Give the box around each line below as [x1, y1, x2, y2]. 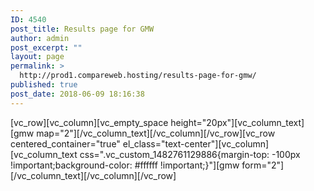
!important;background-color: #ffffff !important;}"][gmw [10, 159, 240, 171]
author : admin [10, 33, 70, 43]
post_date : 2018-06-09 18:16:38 [10, 89, 145, 99]
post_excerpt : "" [10, 42, 83, 53]
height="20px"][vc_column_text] [170, 116, 305, 128]
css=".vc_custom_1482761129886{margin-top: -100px [79, 148, 301, 160]
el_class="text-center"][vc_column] [122, 137, 270, 150]
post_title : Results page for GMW [10, 24, 155, 34]
